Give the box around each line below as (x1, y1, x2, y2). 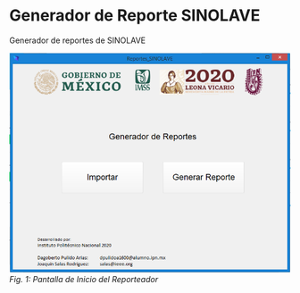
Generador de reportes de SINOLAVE (9, 35, 146, 46)
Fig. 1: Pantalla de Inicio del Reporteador (9, 274, 159, 285)
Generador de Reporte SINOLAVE (9, 5, 261, 26)
